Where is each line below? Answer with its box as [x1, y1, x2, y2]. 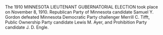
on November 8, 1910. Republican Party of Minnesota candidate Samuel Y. [5, 9, 154, 15]
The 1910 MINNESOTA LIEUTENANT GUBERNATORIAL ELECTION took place [5, 4, 158, 10]
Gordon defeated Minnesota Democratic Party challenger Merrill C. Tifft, [5, 14, 150, 20]
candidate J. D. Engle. [5, 24, 49, 30]
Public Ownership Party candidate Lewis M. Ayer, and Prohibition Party [5, 19, 147, 25]
